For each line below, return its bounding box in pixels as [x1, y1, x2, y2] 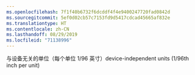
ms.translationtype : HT [6, 20, 67, 26]
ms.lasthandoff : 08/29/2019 [6, 32, 78, 38]
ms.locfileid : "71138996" [6, 37, 72, 43]
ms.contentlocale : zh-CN [6, 26, 69, 32]
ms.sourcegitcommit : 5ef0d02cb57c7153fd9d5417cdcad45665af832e [6, 15, 171, 21]
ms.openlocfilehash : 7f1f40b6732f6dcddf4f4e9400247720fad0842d [6, 9, 171, 15]
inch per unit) [6, 62, 40, 69]
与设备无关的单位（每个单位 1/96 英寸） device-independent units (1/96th [6, 55, 190, 62]
